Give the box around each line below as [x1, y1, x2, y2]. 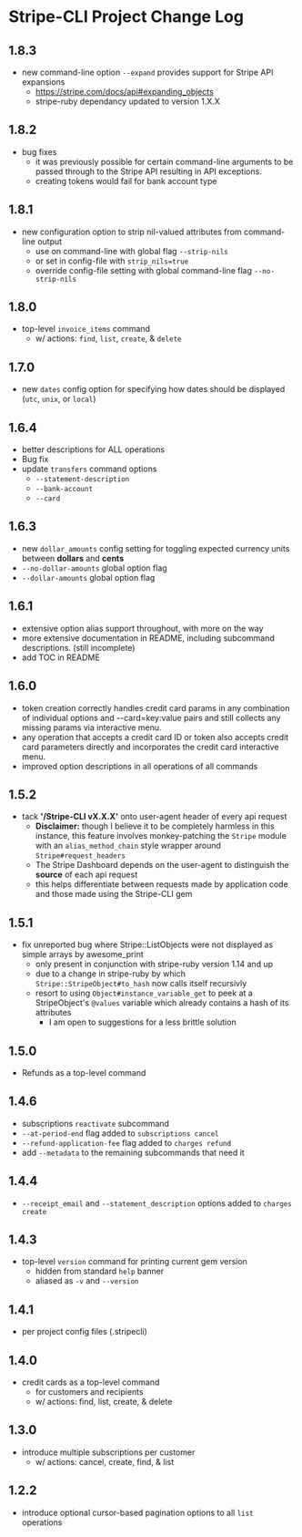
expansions [21, 77, 65, 88]
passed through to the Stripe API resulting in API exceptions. [35, 166, 263, 177]
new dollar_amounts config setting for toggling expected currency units [21, 542, 290, 553]
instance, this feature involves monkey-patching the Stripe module [35, 830, 287, 841]
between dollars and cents [21, 552, 125, 563]
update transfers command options [21, 463, 157, 475]
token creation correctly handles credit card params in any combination [21, 702, 290, 713]
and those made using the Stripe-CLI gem [35, 889, 193, 900]
